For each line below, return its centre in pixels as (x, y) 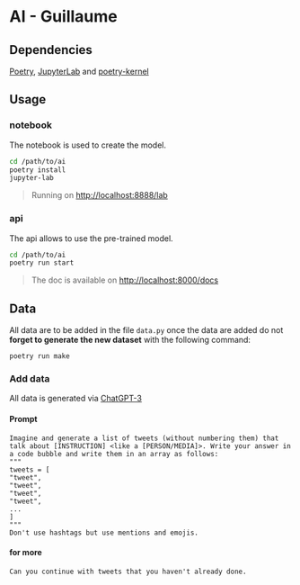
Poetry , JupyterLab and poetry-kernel (79, 71)
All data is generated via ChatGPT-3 (75, 399)
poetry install (38, 170)
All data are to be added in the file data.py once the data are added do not (146, 330)
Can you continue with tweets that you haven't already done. (128, 571)
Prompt (23, 419)
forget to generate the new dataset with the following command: (130, 340)
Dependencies (51, 50)
